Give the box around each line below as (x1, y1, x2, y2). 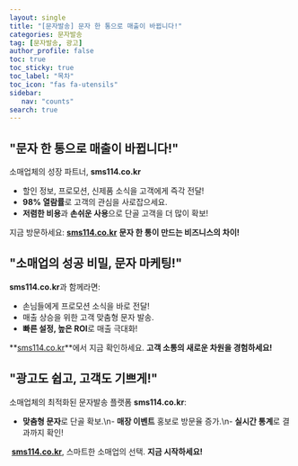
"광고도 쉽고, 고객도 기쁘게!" (9, 371, 159, 387)
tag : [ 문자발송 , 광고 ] (9, 38, 83, 48)
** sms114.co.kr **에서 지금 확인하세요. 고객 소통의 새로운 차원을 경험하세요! (9, 342, 273, 353)
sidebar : (9, 88, 42, 97)
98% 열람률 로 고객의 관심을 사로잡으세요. (22, 197, 168, 208)
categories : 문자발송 (9, 30, 83, 39)
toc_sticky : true (9, 64, 74, 73)
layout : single (9, 13, 66, 22)
